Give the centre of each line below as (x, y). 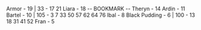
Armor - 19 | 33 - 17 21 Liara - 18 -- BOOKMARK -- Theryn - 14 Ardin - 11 (96, 9)
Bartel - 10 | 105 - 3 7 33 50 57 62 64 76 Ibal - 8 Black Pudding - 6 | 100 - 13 (101, 15)
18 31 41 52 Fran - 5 (30, 21)
